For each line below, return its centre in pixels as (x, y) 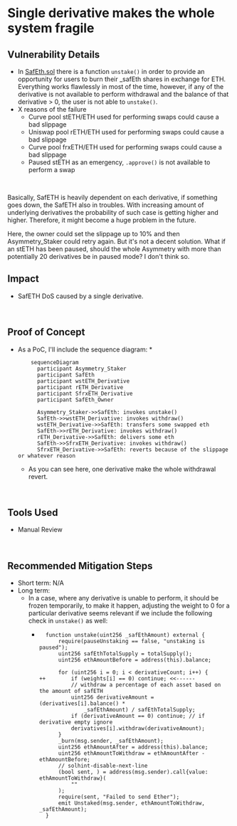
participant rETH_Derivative (80, 387)
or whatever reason (47, 456)
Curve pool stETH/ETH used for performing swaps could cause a (123, 117)
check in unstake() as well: (68, 621)
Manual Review (40, 530)
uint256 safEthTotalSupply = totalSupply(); (125, 654)
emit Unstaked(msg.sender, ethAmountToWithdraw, (131, 803)
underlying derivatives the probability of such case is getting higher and (113, 212)
